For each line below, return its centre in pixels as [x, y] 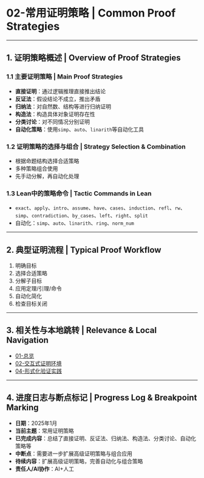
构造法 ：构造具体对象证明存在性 [55, 114]
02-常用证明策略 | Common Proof [91, 13]
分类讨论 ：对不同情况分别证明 [52, 121]
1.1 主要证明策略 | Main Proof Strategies [65, 77]
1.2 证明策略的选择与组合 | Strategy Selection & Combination [96, 146]
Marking [22, 408]
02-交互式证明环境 [38, 363]
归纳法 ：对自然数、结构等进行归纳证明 [63, 106]
